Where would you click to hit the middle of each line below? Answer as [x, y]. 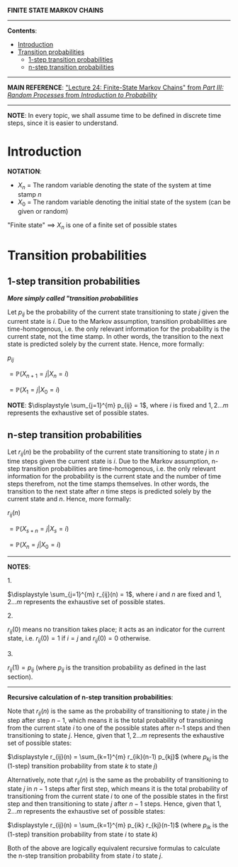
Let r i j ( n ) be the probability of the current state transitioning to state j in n [113, 453]
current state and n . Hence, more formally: [69, 499]
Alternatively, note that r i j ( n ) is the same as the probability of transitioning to [118, 780]
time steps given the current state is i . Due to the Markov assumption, [109, 462]
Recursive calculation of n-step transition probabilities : [90, 697]
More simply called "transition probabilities [73, 298]
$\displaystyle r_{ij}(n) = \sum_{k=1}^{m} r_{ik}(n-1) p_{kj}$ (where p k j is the [118, 757]
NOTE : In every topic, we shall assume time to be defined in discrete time [114, 115]
